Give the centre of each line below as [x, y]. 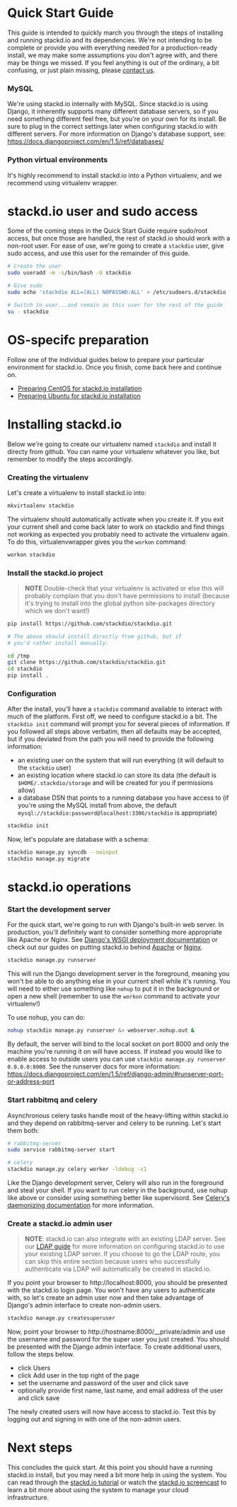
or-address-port [31, 1082]
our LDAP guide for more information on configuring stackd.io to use [125, 1247]
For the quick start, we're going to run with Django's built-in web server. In [116, 925]
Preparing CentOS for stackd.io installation [80, 388]
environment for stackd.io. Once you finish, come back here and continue [115, 367]
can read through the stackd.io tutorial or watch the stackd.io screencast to [117, 1482]
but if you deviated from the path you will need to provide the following [110, 739]
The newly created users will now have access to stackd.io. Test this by [111, 1412]
